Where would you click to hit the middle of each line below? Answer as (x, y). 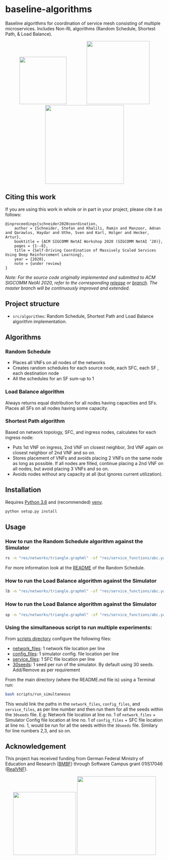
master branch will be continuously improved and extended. (68, 288)
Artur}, (13, 237)
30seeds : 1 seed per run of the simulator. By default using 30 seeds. (83, 664)
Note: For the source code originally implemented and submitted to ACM (80, 277)
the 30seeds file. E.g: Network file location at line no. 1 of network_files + (80, 714)
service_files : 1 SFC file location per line (54, 659)
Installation (23, 490)
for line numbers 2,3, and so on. (38, 730)
